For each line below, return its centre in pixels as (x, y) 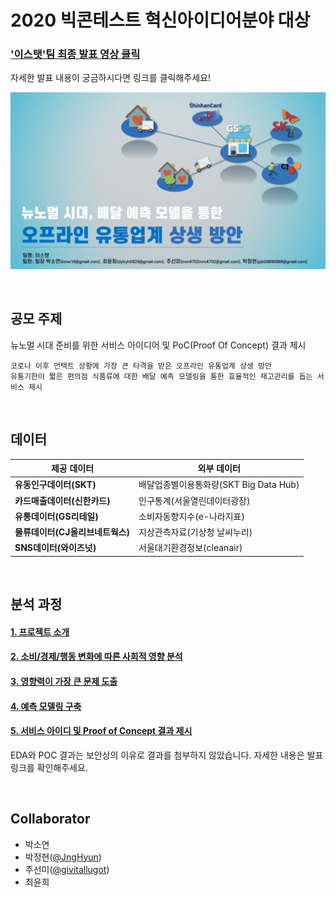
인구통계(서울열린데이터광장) (194, 500)
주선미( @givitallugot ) (67, 869)
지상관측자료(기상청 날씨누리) (195, 532)
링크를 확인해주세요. (49, 767)
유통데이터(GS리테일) (56, 516)
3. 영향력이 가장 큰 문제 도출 (64, 682)
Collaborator (50, 819)
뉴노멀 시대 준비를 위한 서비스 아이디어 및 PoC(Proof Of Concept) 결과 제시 (158, 345)
